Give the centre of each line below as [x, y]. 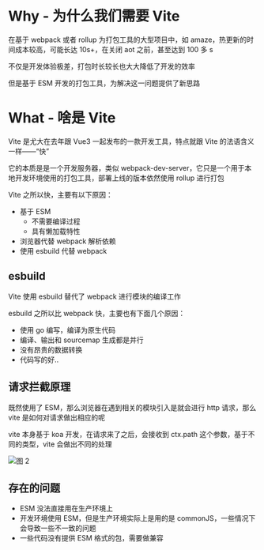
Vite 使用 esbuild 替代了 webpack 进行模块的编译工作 [95, 296]
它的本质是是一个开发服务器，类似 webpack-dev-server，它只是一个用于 [126, 168]
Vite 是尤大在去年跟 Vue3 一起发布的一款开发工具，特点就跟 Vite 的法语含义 [131, 141]
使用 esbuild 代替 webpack [63, 251]
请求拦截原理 [40, 387]
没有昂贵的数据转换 [51, 349]
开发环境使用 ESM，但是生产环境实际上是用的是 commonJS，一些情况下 [138, 518]
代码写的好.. [39, 360]
